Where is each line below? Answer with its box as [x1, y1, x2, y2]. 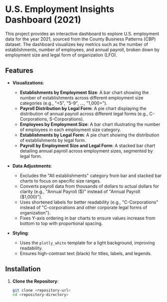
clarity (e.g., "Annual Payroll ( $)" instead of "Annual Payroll [19, 188, 141, 194]
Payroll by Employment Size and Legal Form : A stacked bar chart [19, 142, 156, 148]
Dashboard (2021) [5, 14, 81, 25]
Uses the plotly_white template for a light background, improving [19, 239, 155, 245]
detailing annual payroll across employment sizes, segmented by [19, 147, 153, 153]
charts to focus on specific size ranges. [19, 177, 101, 183]
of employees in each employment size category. [19, 126, 121, 132]
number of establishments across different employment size [19, 94, 144, 100]
